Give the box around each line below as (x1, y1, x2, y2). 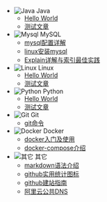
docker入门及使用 (24, 135, 75, 143)
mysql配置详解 (24, 38, 66, 47)
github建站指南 (24, 178, 67, 187)
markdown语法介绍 (24, 161, 80, 169)
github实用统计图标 (24, 170, 80, 178)
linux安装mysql (24, 47, 67, 55)
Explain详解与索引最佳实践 (24, 56, 101, 64)
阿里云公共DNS (24, 187, 68, 195)
